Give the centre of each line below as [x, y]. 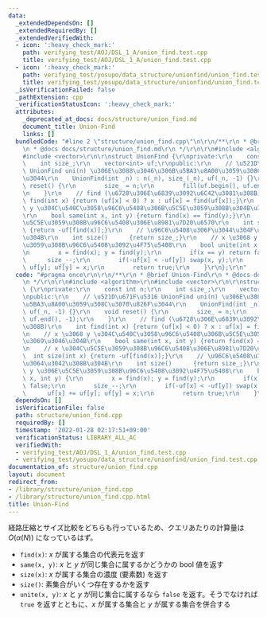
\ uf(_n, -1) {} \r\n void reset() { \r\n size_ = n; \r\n [135, 311]
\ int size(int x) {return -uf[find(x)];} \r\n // [113, 356]
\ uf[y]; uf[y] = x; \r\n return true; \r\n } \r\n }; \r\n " [135, 267]
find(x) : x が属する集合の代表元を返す [82, 555]
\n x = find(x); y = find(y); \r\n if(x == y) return [136, 252]
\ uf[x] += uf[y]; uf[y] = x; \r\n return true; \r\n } [140, 393]
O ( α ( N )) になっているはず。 [53, 537]
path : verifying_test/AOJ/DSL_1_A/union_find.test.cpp [115, 53]
